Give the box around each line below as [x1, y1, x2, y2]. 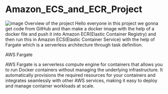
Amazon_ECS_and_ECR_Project [5, 4, 143, 15]
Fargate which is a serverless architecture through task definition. [5, 41, 143, 48]
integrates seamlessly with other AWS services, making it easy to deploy [5, 77, 158, 83]
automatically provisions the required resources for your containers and [5, 72, 156, 78]
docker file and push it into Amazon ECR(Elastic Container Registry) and [5, 31, 156, 37]
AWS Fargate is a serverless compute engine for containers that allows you [5, 61, 163, 67]
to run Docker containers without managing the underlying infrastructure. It [5, 67, 163, 73]
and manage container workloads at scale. [5, 82, 95, 89]
